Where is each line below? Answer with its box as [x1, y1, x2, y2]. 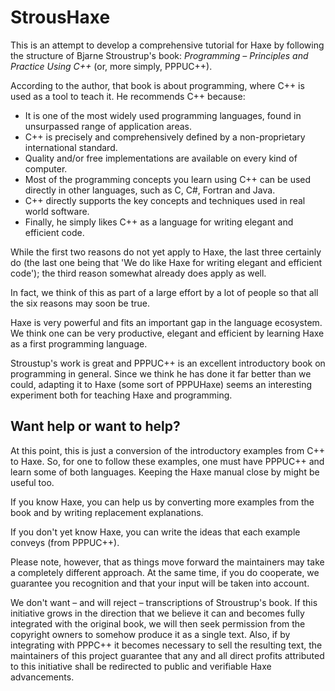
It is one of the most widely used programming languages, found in [24, 109, 302, 121]
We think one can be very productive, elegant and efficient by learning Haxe [10, 327, 325, 339]
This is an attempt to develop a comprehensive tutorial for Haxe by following [10, 39, 325, 51]
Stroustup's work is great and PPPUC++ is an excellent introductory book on [10, 357, 326, 369]
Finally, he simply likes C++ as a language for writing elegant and [24, 216, 294, 228]
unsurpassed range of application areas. [24, 120, 192, 132]
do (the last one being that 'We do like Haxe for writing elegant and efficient [10, 256, 323, 268]
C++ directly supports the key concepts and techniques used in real [24, 194, 306, 206]
